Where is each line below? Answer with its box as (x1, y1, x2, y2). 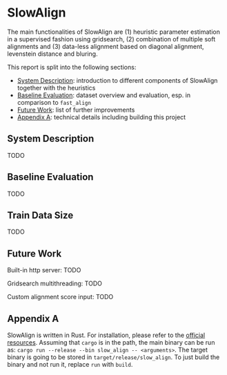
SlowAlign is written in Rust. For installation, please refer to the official (7, 331, 206, 339)
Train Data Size (7, 209, 74, 221)
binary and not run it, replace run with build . (7, 361, 133, 368)
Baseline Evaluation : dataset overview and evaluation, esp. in (17, 91, 191, 99)
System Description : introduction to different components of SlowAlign (17, 76, 218, 84)
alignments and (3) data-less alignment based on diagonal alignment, (7, 42, 205, 50)
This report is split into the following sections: (7, 63, 137, 71)
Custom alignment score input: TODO (7, 293, 114, 301)
